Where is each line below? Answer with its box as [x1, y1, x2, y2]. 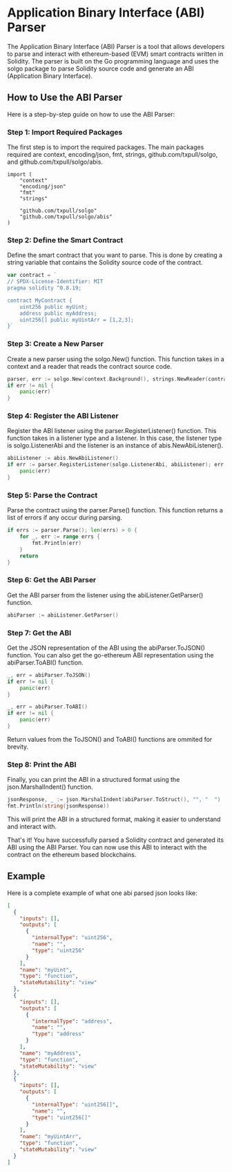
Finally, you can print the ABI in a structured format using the [7, 776, 180, 784]
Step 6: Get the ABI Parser [7, 575, 97, 585]
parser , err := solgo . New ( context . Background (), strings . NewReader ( [7, 375, 209, 383]
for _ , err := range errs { [19, 533, 100, 540]
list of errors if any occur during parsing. [7, 513, 122, 522]
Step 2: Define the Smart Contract [7, 235, 124, 244]
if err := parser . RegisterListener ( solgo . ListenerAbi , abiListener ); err [7, 461, 224, 468]
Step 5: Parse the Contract [7, 490, 98, 500]
